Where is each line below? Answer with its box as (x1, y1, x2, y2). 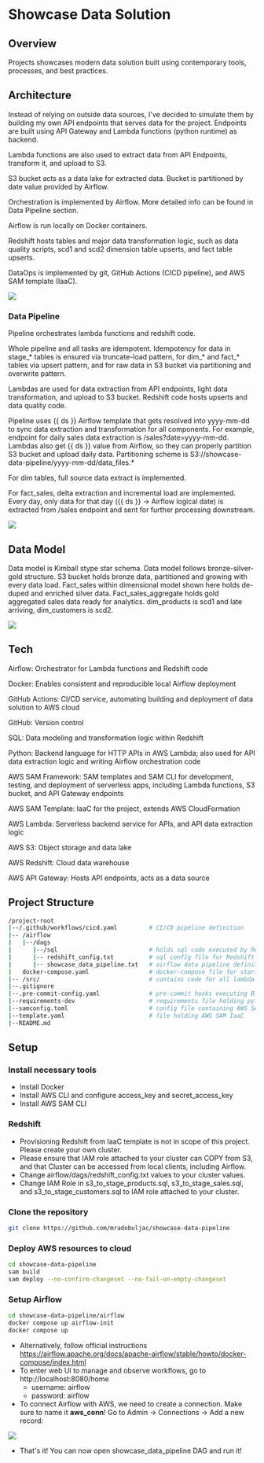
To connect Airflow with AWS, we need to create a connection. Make (19, 1399, 243, 1409)
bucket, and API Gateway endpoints (8, 788, 124, 798)
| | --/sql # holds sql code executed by (8, 946, 247, 954)
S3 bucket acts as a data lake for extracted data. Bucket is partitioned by (8, 173, 244, 182)
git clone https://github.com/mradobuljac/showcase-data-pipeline (8, 1224, 230, 1232)
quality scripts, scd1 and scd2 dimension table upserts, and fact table (8, 244, 233, 253)
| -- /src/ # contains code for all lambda (8, 975, 255, 983)
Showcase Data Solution (8, 6, 171, 24)
